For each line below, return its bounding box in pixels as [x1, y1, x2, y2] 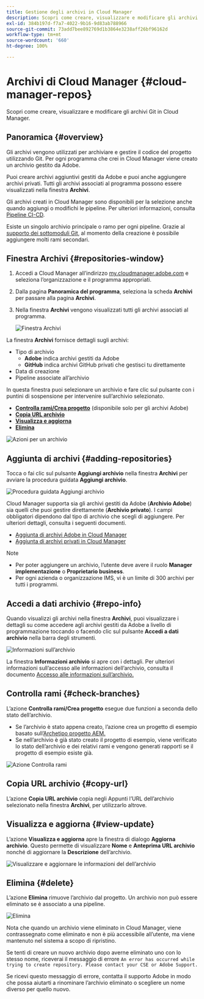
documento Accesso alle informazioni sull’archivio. [6, 671, 134, 678]
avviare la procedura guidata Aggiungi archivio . [6, 476, 128, 483]
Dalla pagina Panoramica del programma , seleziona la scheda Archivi [15, 288, 193, 295]
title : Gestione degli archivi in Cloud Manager [6, 9, 133, 15]
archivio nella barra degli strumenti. [6, 634, 97, 642]
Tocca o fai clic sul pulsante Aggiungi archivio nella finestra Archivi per [6, 470, 188, 477]
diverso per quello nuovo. [6, 986, 71, 993]
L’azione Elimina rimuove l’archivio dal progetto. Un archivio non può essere [6, 894, 198, 901]
